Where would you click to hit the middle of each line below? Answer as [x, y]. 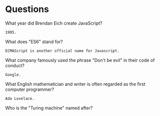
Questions [27, 9]
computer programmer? [30, 89]
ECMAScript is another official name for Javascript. [62, 51]
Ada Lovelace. [20, 98]
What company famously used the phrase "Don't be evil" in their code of [80, 60]
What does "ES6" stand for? [34, 42]
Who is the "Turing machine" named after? [49, 108]
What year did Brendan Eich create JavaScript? [54, 23]
